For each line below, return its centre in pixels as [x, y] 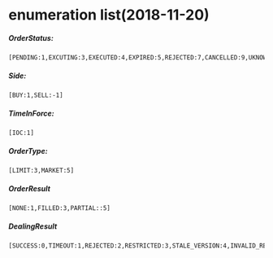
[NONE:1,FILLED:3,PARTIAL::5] [60, 208]
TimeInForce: [31, 113]
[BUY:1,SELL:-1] [36, 95]
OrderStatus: [31, 37]
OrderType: [28, 151]
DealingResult [33, 226]
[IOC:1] [22, 133]
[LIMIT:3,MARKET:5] [41, 171]
